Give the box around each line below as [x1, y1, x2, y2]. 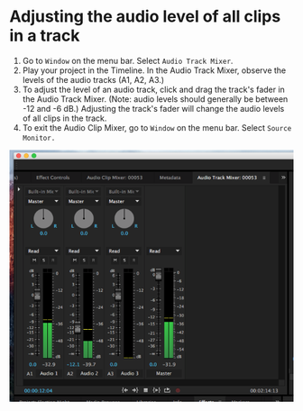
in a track [9, 25, 80, 46]
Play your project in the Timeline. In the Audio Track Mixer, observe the [22, 65, 287, 76]
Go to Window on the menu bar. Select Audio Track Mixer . [22, 55, 234, 66]
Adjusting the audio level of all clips [9, 6, 281, 27]
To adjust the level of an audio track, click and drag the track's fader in [22, 84, 286, 95]
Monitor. [22, 133, 56, 142]
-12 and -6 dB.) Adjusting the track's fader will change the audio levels [22, 103, 285, 114]
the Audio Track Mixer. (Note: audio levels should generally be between [22, 93, 289, 105]
